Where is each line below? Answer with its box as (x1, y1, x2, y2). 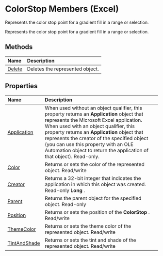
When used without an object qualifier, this (45, 104, 142, 111)
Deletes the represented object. (27, 65, 99, 72)
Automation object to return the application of (45, 147, 149, 154)
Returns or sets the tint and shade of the (45, 237, 137, 243)
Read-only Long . (45, 187, 85, 193)
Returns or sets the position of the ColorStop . (45, 208, 150, 215)
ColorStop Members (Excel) (5, 3, 119, 15)
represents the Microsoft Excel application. (45, 116, 142, 123)
